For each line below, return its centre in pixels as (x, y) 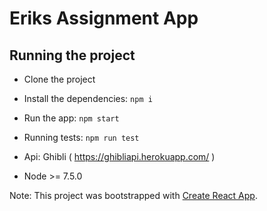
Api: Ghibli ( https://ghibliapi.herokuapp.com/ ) (119, 156)
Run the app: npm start (71, 118)
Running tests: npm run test (81, 137)
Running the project (72, 55)
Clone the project (59, 79)
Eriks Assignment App (104, 18)
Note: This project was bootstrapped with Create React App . (133, 195)
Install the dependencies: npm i (88, 98)
